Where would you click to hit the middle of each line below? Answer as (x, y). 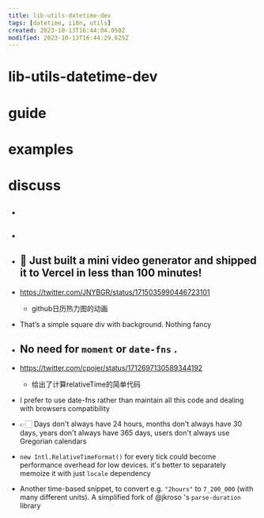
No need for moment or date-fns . (98, 349)
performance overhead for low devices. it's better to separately (123, 465)
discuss (35, 185)
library (30, 506)
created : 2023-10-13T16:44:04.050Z (67, 30)
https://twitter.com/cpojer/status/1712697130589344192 (111, 368)
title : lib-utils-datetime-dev (60, 15)
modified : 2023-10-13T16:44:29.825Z (68, 38)
